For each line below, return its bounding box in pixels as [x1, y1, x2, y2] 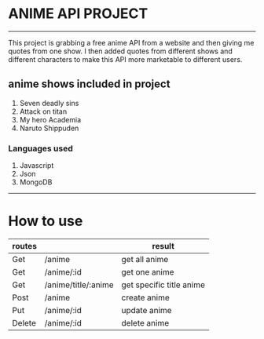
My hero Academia [19, 115, 82, 124]
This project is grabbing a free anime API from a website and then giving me [8, 38, 255, 47]
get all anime [121, 253, 169, 264]
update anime [121, 304, 172, 315]
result [152, 240, 175, 251]
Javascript [19, 161, 54, 170]
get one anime [121, 266, 174, 277]
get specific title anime [121, 279, 206, 290]
